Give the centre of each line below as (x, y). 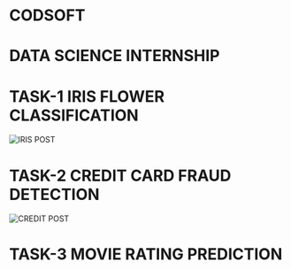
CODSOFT (47, 15)
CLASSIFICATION (74, 115)
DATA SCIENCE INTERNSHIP (115, 56)
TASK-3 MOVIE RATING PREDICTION (146, 254)
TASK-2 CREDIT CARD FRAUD (120, 176)
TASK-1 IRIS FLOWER (87, 96)
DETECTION (54, 194)
